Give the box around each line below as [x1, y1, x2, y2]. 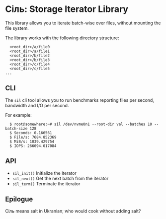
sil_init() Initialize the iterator [12, 170, 77, 176]
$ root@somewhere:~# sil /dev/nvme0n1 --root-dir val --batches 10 [9, 122, 153, 127]
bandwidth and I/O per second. [5, 102, 69, 108]
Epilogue [5, 195, 33, 203]
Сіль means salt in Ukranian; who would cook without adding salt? [5, 208, 141, 214]
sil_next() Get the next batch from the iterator [12, 175, 109, 181]
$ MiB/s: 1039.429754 [9, 139, 55, 144]
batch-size [5, 126, 28, 131]
